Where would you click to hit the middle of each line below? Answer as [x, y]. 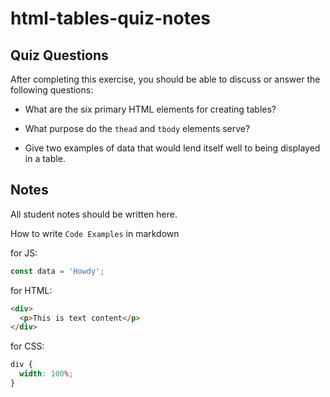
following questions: [52, 90]
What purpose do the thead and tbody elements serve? [137, 128]
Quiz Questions [59, 55]
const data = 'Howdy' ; [57, 271]
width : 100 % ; [46, 374]
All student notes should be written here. [94, 214]
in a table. [45, 158]
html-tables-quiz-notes [111, 18]
